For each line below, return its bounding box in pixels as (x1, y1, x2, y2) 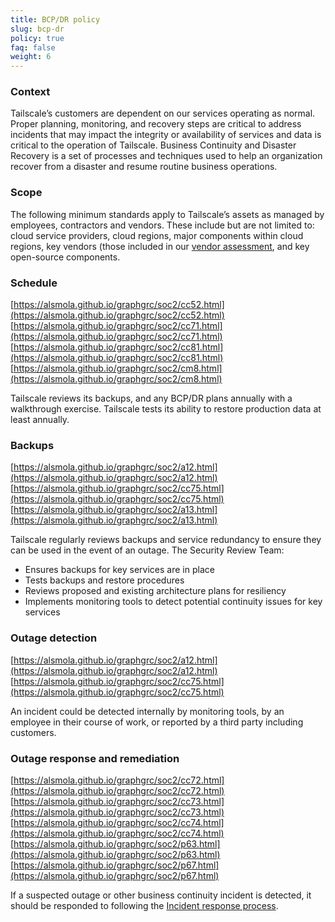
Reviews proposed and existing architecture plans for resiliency (24, 585, 287, 597)
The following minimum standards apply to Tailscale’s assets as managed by (10, 208, 325, 220)
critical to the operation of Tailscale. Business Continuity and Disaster (10, 139, 297, 151)
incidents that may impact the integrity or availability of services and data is (10, 129, 322, 141)
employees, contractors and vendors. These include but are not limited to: (10, 219, 315, 231)
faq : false (10, 42, 56, 53)
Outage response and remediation (10, 751, 180, 765)
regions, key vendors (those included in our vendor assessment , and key (10, 240, 310, 252)
